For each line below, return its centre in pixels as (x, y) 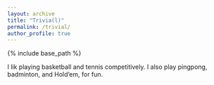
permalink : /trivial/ (39, 27)
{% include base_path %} (44, 53)
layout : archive (31, 14)
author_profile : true (39, 33)
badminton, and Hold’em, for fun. (55, 74)
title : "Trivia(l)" (36, 20)
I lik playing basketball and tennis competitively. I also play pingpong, (107, 67)
